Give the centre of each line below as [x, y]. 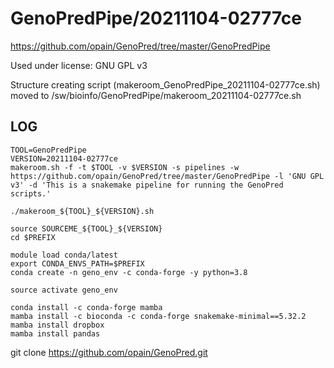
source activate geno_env [64, 290]
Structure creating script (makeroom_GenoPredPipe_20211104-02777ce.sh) [165, 84]
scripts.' [31, 193]
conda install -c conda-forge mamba [86, 307]
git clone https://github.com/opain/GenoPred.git [109, 352]
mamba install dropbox [57, 325]
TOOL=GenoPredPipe [48, 150]
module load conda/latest [64, 255]
